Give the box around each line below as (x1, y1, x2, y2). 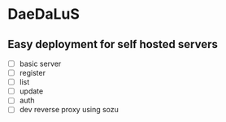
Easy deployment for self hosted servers (7, 37, 219, 51)
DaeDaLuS (7, 5, 80, 24)
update (19, 86, 44, 96)
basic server (19, 59, 62, 68)
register (19, 68, 46, 78)
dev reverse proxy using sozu (19, 105, 120, 115)
